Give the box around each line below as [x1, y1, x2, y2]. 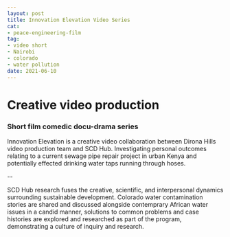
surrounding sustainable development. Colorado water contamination [7, 193, 204, 201]
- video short [7, 42, 48, 49]
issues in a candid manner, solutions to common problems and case [7, 207, 199, 216]
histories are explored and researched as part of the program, [7, 214, 182, 223]
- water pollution [7, 61, 60, 68]
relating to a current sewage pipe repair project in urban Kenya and [7, 152, 197, 160]
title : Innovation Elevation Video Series [7, 16, 130, 23]
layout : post [7, 10, 45, 17]
